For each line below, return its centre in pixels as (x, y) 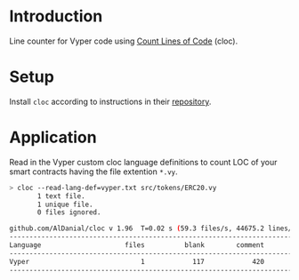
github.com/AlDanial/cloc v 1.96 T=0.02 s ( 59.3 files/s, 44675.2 (137, 228)
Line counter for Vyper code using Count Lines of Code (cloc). (124, 41)
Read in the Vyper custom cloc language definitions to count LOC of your (143, 162)
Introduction (56, 16)
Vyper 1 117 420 (137, 261)
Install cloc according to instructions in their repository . (110, 101)
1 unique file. (65, 204)
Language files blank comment (137, 245)
